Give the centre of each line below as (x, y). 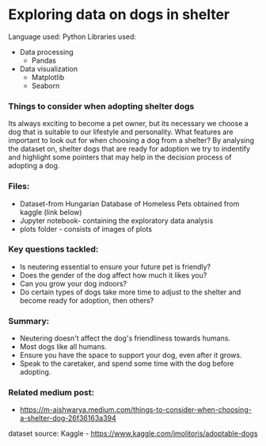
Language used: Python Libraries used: (72, 37)
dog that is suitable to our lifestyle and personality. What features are (121, 132)
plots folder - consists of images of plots (86, 229)
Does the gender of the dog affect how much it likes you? (113, 275)
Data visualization (49, 68)
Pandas (44, 60)
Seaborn (46, 86)
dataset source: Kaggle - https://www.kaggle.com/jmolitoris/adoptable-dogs (133, 433)
